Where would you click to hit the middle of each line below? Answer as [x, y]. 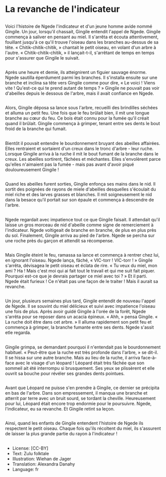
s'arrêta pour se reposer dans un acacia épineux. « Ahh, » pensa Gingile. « [81, 317]
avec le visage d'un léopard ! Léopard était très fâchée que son [80, 363]
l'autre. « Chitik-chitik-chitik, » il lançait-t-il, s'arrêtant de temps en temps [80, 53]
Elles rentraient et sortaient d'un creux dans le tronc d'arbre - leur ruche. [79, 148]
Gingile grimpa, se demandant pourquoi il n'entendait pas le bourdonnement [83, 347]
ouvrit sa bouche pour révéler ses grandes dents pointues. [65, 373]
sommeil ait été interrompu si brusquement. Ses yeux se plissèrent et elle [80, 368]
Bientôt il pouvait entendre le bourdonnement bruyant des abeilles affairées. [83, 143]
